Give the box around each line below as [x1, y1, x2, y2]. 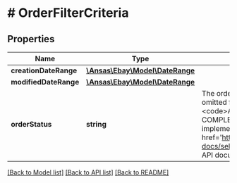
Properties [7, 33, 55, 45]
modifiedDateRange [11, 77, 80, 87]
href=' [201, 132, 222, 142]
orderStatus [11, 120, 52, 129]
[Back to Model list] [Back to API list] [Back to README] [7, 168, 169, 177]
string [85, 120, 107, 129]
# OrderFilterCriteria [7, 5, 129, 21]
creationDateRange [11, 65, 78, 75]
